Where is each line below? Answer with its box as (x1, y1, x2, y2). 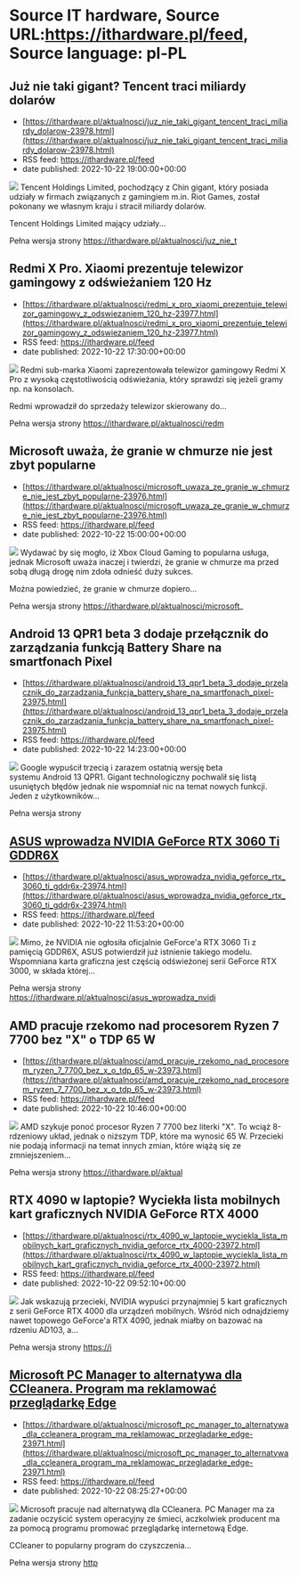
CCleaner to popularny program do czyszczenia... (9, 1540, 192, 1550)
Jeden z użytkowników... (9, 790, 101, 802)
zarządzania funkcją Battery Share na (9, 641, 222, 656)
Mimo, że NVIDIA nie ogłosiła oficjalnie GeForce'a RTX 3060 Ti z (20, 937, 256, 948)
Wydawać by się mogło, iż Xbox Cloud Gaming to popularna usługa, (20, 547, 270, 558)
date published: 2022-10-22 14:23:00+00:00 (21, 744, 187, 755)
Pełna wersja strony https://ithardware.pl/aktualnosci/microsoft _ (9, 601, 244, 611)
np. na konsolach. (9, 383, 75, 394)
